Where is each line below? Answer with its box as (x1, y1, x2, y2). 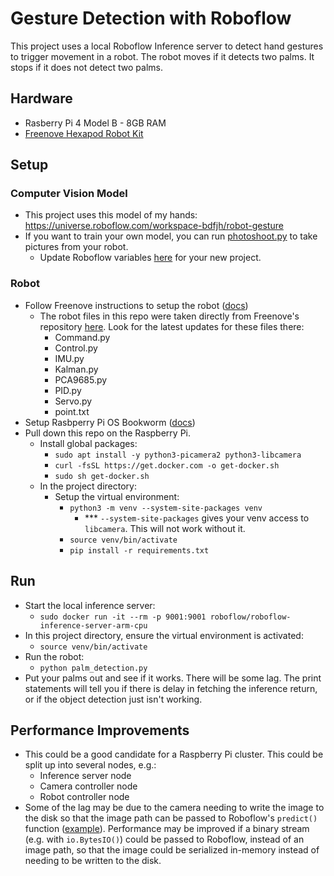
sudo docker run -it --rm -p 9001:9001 (39, 612, 207, 622)
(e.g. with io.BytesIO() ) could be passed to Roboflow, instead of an (24, 833, 305, 846)
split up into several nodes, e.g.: (24, 759, 157, 771)
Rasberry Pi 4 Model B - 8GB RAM (24, 117, 167, 129)
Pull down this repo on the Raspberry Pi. (24, 427, 192, 439)
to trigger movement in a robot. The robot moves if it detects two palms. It (10, 50, 315, 62)
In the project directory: (39, 480, 137, 492)
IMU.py (54, 352, 85, 364)
